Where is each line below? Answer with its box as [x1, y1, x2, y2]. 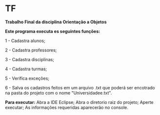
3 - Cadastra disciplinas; [5, 56, 55, 62]
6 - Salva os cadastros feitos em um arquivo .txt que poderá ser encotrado [5, 84, 155, 90]
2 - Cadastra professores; [5, 47, 57, 53]
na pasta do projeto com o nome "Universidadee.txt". [5, 90, 112, 96]
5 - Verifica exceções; [5, 75, 50, 81]
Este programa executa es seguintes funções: [5, 28, 100, 34]
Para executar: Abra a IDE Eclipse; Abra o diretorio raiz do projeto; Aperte [5, 99, 154, 105]
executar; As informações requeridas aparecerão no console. [5, 104, 128, 110]
